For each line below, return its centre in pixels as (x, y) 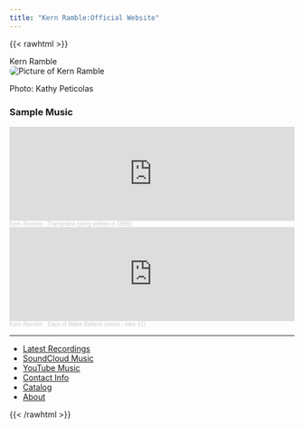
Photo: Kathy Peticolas (52, 88)
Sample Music (42, 112)
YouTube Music (51, 367)
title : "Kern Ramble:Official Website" (85, 18)
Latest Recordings (56, 348)
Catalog (37, 387)
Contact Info (46, 377)
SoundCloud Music (58, 358)
